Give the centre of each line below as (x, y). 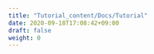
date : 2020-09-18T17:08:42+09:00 (64, 23)
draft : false (30, 30)
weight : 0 (25, 38)
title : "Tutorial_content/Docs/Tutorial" (78, 15)
